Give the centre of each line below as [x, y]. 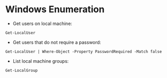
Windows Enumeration [55, 9]
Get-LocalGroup [22, 70]
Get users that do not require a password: [57, 42]
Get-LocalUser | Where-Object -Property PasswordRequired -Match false [83, 51]
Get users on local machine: [42, 23]
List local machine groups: [41, 61]
